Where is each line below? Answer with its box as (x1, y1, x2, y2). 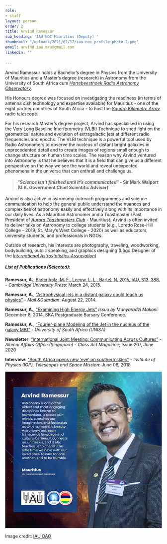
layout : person (5, 18, 37, 23)
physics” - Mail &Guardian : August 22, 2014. (5, 297, 97, 303)
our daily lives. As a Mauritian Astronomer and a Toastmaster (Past (5, 211, 142, 217)
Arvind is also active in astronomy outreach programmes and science (5, 195, 148, 201)
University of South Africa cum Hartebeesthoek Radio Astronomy (5, 80, 139, 86)
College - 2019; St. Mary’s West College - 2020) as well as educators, (5, 227, 148, 233)
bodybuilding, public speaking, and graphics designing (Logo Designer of (5, 247, 156, 253)
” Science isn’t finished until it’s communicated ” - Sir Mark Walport (17, 179, 159, 185)
